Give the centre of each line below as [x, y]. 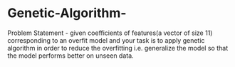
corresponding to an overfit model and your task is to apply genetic [106, 40]
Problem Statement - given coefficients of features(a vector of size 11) [110, 33]
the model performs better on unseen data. [70, 56]
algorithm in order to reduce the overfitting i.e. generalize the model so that [118, 48]
